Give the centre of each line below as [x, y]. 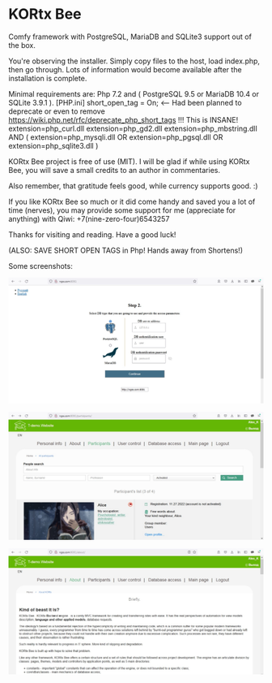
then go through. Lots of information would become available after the [125, 69]
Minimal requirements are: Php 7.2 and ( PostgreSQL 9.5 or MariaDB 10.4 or [134, 93]
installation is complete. [48, 78]
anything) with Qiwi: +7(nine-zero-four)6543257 [89, 218]
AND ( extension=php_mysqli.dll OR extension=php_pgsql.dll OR [116, 137]
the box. [22, 45]
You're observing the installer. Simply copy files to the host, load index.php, [134, 61]
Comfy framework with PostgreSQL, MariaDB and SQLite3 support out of [130, 37]
